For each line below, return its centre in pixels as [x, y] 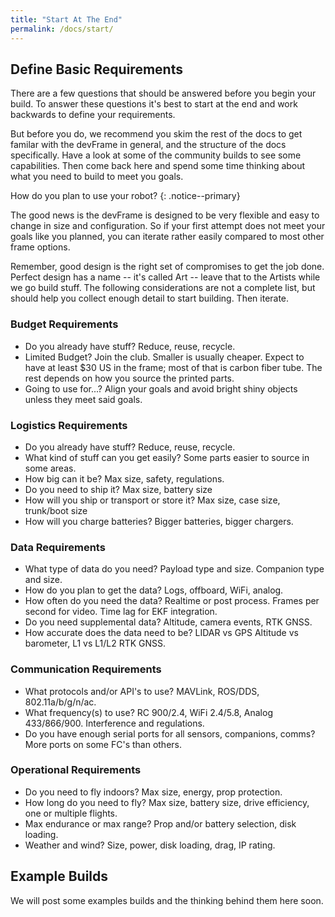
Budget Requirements [64, 324]
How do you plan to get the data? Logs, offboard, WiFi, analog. [154, 590]
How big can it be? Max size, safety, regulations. [124, 478]
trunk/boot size [56, 510]
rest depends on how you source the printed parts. [129, 378]
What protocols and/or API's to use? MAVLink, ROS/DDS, [142, 691]
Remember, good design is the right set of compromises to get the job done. [167, 267]
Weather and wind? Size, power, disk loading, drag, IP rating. [150, 845]
